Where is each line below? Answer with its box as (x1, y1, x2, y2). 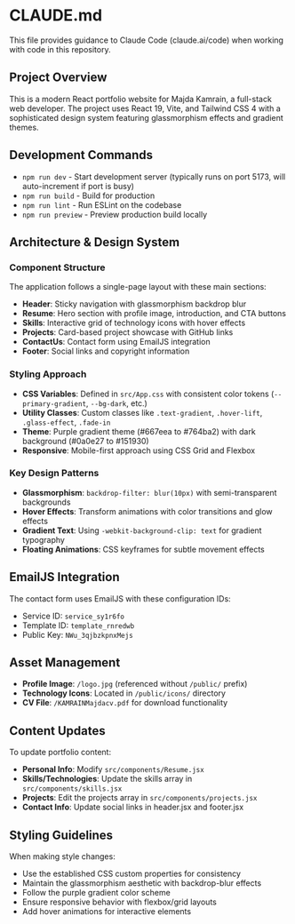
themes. (9, 122, 39, 132)
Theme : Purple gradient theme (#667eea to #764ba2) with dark (21, 426, 256, 436)
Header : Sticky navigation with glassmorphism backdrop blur (21, 299, 247, 309)
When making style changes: (9, 851, 116, 862)
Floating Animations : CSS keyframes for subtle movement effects (21, 544, 265, 554)
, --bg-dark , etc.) (85, 397, 148, 409)
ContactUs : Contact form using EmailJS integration (21, 337, 211, 347)
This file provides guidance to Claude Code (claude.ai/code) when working (9, 35, 284, 45)
